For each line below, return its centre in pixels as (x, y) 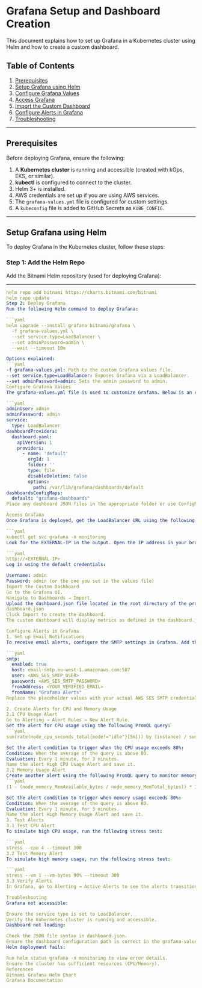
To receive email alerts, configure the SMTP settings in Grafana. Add (98, 642)
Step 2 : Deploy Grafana (36, 303)
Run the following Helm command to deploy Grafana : (72, 309)
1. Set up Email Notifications (45, 636)
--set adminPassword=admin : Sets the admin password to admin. (87, 381)
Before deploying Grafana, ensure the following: (66, 158)
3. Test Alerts (25, 820)
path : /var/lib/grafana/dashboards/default (88, 487)
